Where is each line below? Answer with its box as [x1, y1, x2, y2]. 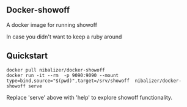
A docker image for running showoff [6, 21, 98, 28]
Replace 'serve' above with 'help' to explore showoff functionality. [6, 94, 173, 101]
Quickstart [6, 51, 48, 61]
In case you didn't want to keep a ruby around [6, 33, 122, 40]
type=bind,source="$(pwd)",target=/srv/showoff [6, 78, 130, 84]
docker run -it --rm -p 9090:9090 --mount [6, 72, 119, 78]
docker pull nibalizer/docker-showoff [6, 67, 105, 73]
